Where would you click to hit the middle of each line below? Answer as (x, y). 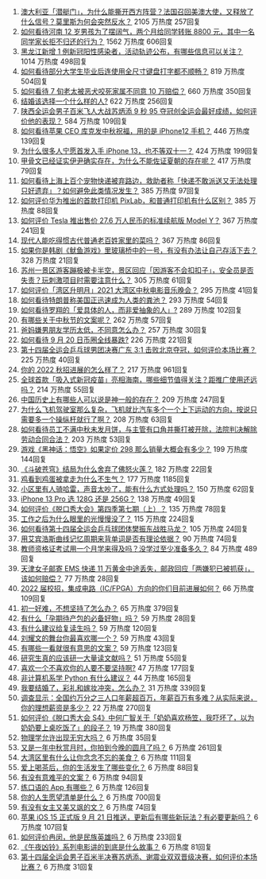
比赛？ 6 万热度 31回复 (57, 867)
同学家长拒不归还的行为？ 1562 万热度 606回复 (97, 41)
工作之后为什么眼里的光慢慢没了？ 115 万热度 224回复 (108, 519)
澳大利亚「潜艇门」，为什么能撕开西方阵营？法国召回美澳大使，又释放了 (137, 12)
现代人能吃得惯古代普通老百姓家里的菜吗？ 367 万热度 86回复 (121, 240)
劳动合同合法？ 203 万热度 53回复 (76, 439)
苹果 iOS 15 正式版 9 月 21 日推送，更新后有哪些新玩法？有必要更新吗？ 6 (139, 817)
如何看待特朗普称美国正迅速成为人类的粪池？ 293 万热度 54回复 (125, 300)
